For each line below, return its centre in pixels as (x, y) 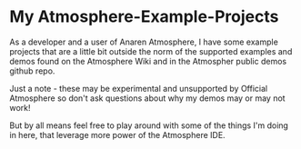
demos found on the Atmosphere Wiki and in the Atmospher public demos (148, 61)
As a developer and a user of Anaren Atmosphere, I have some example (144, 42)
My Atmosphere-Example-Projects (144, 17)
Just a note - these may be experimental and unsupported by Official (139, 88)
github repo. (32, 71)
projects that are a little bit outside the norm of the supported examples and (151, 51)
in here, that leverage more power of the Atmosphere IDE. (117, 134)
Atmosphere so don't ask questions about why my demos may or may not (147, 98)
